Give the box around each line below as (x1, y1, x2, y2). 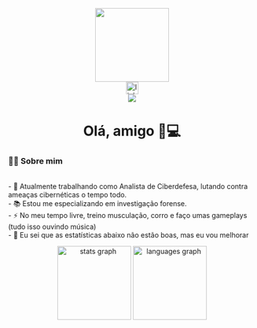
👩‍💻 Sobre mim (8, 156, 63, 167)
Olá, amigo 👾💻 (83, 122, 182, 140)
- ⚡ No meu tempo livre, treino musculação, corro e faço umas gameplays (8, 211, 248, 220)
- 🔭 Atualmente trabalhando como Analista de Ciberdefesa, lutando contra (8, 182, 248, 191)
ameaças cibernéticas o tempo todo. (8, 190, 127, 200)
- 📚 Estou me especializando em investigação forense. (8, 199, 187, 208)
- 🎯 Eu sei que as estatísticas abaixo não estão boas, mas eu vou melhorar (8, 230, 249, 240)
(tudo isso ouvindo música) (8, 222, 97, 231)
